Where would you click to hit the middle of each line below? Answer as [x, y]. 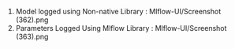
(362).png [32, 20]
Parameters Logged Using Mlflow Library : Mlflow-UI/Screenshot [121, 28]
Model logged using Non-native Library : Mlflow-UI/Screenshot [118, 11]
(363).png [32, 36]
